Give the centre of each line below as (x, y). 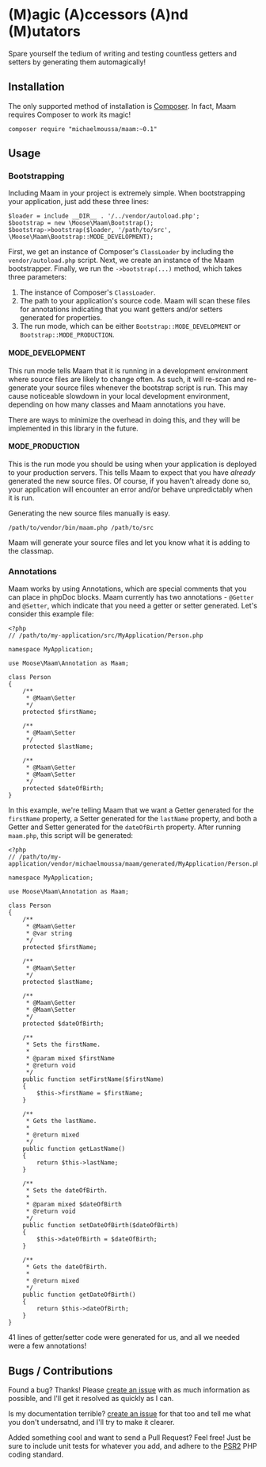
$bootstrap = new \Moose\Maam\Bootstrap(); (81, 223)
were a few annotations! (47, 1346)
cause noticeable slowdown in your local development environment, (119, 396)
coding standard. (36, 1454)
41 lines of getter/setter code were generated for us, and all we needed (124, 1338)
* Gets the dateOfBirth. (67, 1267)
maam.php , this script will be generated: (70, 836)
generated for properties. (61, 318)
